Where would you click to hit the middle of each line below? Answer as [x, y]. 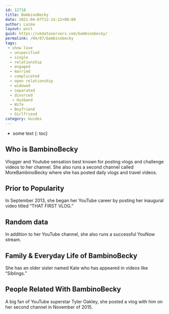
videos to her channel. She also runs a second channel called [70, 167]
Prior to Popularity [35, 188]
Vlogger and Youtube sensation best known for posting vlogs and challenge [84, 161]
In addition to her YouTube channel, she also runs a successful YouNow [80, 234]
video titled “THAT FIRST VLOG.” [39, 206]
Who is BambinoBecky [42, 149]
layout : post [19, 29]
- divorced [21, 95]
